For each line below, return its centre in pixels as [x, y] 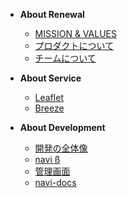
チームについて [65, 58]
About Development [62, 127]
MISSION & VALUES [75, 33]
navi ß [47, 159]
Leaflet [49, 97]
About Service [50, 78]
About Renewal [52, 14]
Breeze [49, 108]
